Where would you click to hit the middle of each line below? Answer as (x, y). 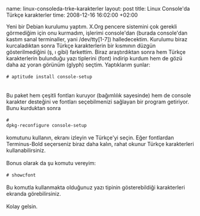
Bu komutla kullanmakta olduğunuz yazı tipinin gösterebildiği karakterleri (96, 187)
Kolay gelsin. (22, 206)
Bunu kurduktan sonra (34, 108)
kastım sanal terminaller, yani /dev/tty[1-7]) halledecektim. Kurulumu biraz (97, 39)
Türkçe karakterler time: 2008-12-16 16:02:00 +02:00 (72, 15)
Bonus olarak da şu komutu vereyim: (51, 163)
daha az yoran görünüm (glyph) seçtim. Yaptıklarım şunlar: (78, 65)
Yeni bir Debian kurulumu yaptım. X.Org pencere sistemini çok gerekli (92, 27)
